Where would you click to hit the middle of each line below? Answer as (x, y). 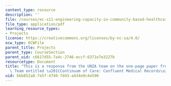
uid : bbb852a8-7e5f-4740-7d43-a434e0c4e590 (52, 76)
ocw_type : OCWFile (25, 43)
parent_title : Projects (31, 48)
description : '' (22, 15)
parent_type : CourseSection (35, 52)
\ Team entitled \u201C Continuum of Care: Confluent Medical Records (85, 71)
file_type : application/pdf (35, 24)
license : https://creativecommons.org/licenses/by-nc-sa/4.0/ (73, 38)
